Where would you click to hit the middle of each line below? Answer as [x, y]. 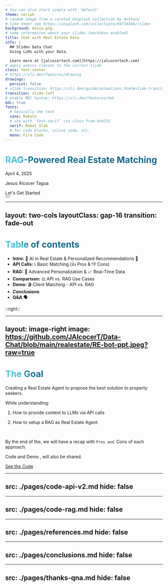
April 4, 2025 [19, 173]
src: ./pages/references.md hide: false [67, 532]
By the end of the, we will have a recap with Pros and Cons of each [74, 441]
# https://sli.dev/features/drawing [43, 75]
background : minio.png [29, 28]
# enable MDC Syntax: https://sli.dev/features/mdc [60, 98]
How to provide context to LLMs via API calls [58, 412]
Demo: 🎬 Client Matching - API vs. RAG [53, 284]
